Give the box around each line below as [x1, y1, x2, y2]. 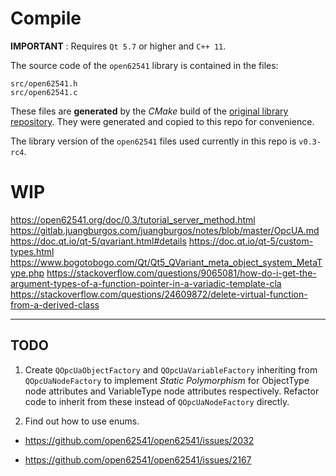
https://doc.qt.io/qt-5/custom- [188, 235, 314, 247]
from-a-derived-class [10, 298, 100, 311]
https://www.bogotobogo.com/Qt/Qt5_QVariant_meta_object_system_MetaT [10, 256, 323, 268]
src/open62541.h [10, 78, 78, 89]
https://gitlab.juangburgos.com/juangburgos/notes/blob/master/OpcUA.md [10, 224, 320, 236]
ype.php [10, 267, 45, 279]
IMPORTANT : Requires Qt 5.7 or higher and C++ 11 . [10, 40, 227, 52]
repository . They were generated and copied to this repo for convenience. [10, 115, 315, 127]
